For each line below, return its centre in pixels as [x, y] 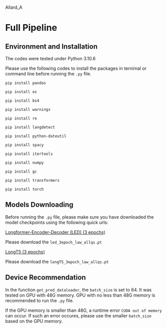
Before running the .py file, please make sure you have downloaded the [79, 217]
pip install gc [21, 172]
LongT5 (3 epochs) [25, 252]
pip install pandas [26, 83]
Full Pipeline [31, 28]
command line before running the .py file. [48, 74]
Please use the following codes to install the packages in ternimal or [76, 68]
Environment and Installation [51, 46]
